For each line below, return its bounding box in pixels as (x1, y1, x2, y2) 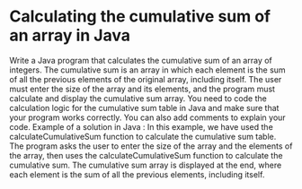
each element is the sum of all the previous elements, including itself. (9, 168, 265, 180)
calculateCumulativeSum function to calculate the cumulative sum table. (9, 131, 277, 142)
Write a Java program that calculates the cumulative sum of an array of (9, 55, 272, 65)
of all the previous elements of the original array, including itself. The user (9, 73, 282, 84)
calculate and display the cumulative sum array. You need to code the (9, 92, 267, 104)
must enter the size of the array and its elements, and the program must (9, 83, 276, 94)
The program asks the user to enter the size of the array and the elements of (9, 141, 293, 151)
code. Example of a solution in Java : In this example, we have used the (9, 121, 274, 132)
